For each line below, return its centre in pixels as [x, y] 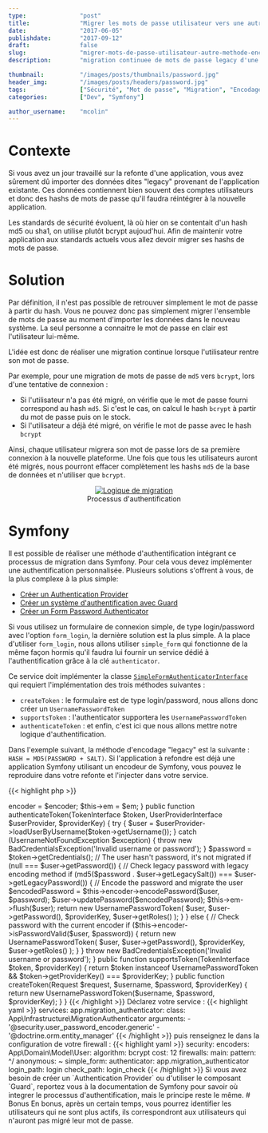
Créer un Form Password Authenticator [84, 612]
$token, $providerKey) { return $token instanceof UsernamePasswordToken [134, 967]
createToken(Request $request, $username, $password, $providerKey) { [128, 985]
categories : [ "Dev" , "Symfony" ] [77, 97]
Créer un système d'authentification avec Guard [99, 603]
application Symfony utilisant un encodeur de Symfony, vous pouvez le [125, 767]
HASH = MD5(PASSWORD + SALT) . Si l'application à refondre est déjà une [122, 758]
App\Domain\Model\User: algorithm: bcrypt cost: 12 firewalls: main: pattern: [132, 1053]
